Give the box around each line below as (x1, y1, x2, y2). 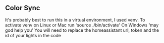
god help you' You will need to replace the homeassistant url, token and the (5, 27, 160, 33)
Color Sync (5, 4, 41, 12)
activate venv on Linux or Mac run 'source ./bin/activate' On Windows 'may (5, 22, 159, 28)
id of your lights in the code (5, 32, 61, 38)
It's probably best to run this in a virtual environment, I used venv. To (5, 17, 145, 22)
